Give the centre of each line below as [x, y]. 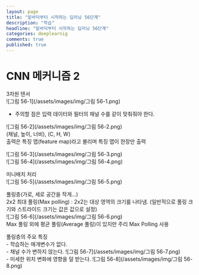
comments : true [25, 39]
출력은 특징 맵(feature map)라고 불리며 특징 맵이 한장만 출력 [76, 141]
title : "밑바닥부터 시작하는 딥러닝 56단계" [54, 17]
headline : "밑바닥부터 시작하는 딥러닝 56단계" [57, 28]
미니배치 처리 [21, 174]
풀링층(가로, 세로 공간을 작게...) [42, 194]
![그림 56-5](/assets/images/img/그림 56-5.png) [64, 182]
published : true [26, 45]
